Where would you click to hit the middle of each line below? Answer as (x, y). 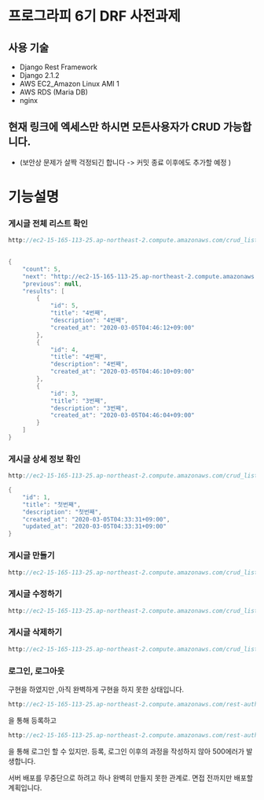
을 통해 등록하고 (33, 720)
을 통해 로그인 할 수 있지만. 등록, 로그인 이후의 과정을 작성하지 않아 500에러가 (126, 751)
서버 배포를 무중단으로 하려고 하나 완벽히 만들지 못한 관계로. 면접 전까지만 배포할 (131, 778)
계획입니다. (25, 787)
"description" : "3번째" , (89, 408)
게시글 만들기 (31, 555)
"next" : (35, 276)
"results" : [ (44, 291)
